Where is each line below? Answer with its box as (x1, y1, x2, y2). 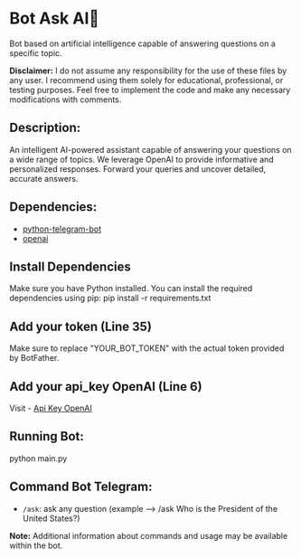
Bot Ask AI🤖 (9, 8, 99, 29)
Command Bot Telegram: (9, 479, 153, 495)
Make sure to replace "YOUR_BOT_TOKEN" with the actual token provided (9, 343, 285, 354)
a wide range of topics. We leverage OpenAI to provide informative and (9, 154, 274, 165)
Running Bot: (9, 429, 84, 444)
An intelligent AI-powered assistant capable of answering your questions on (9, 144, 292, 155)
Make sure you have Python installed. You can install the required (9, 283, 253, 294)
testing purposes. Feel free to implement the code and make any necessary (9, 84, 291, 95)
